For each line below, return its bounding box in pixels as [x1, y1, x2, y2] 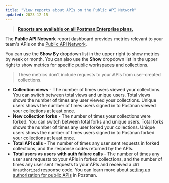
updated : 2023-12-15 [5, 12, 49, 17]
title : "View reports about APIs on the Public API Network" [5, 7, 137, 13]
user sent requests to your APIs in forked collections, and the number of [12, 156, 163, 162]
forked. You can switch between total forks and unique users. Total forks [12, 118, 164, 125]
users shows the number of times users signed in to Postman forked [12, 129, 155, 135]
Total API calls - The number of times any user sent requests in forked [12, 140, 160, 146]
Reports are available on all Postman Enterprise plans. [17, 26, 134, 32]
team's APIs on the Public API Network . [5, 41, 87, 47]
